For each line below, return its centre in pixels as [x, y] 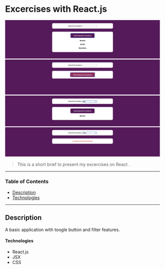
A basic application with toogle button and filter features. [63, 230]
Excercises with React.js [56, 9]
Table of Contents [27, 182]
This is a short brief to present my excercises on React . [73, 164]
